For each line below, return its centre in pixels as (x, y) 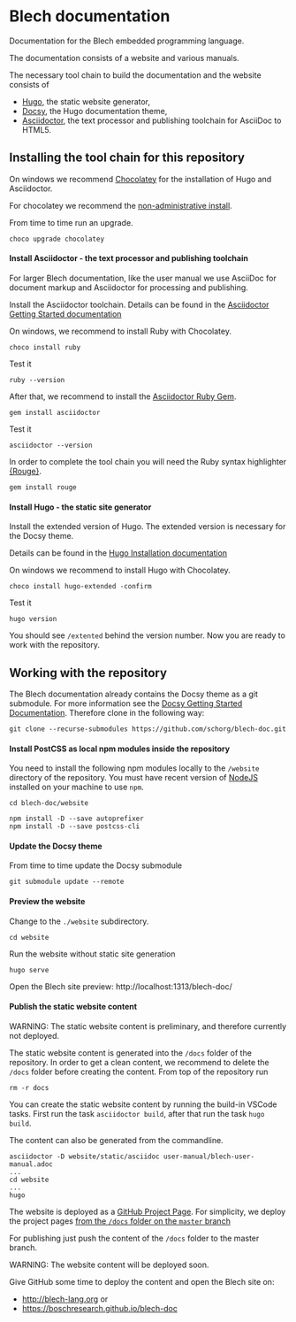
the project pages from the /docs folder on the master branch (120, 1221)
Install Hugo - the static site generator (80, 507)
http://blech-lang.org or (65, 1299)
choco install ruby (45, 347)
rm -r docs (29, 1088)
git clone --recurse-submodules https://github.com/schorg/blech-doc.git (148, 729)
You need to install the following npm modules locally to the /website (134, 768)
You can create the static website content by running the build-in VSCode (143, 1104)
